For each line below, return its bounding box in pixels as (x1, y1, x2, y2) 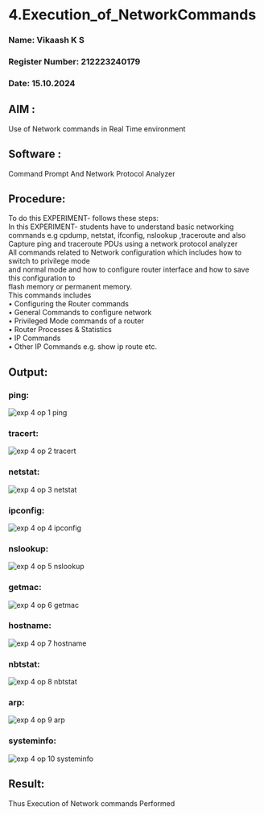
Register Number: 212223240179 (8, 56, 141, 68)
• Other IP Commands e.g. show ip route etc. (8, 342, 158, 351)
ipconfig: (8, 505, 45, 516)
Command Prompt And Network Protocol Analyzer (8, 168, 175, 178)
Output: (8, 365, 48, 379)
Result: (8, 777, 45, 791)
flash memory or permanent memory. (8, 282, 133, 292)
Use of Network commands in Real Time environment (8, 123, 186, 134)
